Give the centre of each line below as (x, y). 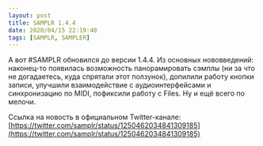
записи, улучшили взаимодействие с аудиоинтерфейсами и (110, 85)
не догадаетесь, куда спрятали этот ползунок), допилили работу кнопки (131, 77)
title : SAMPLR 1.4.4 (42, 23)
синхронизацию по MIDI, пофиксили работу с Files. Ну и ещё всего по (127, 94)
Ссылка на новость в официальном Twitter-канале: (95, 117)
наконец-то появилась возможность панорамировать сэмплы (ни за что (131, 69)
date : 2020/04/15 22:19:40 (53, 30)
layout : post (30, 15)
